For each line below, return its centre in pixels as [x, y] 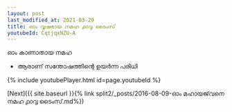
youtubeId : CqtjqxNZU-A [42, 33]
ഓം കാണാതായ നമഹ [40, 53]
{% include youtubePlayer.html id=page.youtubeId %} [84, 80]
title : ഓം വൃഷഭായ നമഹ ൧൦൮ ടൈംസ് [61, 26]
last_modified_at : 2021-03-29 [51, 20]
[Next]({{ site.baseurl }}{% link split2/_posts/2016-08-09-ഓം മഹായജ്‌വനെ [116, 93]
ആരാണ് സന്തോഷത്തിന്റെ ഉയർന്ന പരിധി [77, 66]
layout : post [26, 13]
